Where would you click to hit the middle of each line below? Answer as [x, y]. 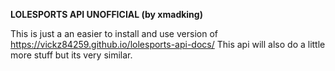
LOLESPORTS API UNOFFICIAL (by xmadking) [106, 14]
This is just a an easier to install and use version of [114, 33]
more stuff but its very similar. [71, 55]
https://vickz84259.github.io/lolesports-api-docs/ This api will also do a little [168, 44]
